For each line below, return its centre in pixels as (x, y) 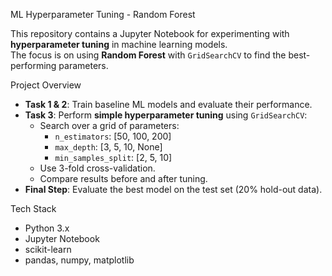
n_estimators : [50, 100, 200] (113, 136)
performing (33, 65)
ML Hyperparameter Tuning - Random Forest (103, 14)
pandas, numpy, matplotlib (79, 260)
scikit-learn (48, 249)
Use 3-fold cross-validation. (97, 168)
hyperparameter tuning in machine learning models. (119, 44)
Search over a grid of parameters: (109, 125)
